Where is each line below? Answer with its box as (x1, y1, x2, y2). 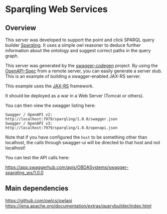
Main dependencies (5, 184, 69, 193)
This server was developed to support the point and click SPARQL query (5, 37, 154, 43)
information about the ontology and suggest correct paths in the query (5, 48, 151, 53)
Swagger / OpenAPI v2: (5, 112, 53, 117)
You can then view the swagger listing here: (5, 102, 96, 109)
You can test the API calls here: (5, 155, 70, 160)
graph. (5, 53, 19, 59)
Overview (5, 24, 37, 32)
